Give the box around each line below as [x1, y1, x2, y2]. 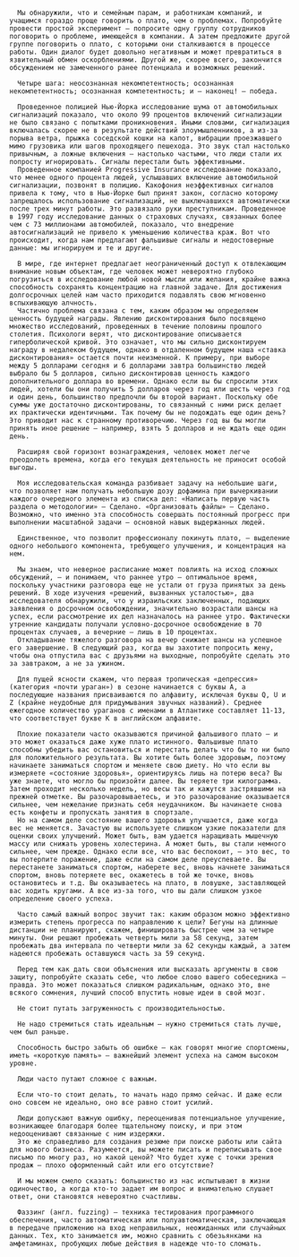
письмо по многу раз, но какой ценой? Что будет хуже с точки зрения [9, 1153, 275, 1162]
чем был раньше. [9, 1028, 70, 1037]
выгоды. [9, 463, 38, 472]
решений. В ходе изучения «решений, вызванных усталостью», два [9, 589, 254, 598]
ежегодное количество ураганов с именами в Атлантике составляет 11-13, [9, 706, 286, 715]
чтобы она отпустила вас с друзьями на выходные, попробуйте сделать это [9, 651, 291, 660]
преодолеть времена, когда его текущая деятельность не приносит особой [9, 455, 286, 464]
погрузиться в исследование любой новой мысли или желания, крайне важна [9, 275, 291, 284]
